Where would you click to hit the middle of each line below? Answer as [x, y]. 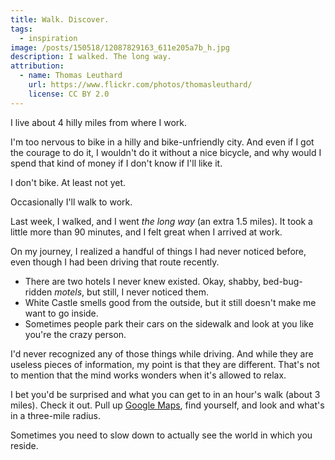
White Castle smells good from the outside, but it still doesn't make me [170, 302]
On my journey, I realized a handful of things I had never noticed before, [158, 251]
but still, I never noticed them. [147, 292]
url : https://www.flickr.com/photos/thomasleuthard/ [140, 85]
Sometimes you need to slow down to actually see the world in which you [161, 435]
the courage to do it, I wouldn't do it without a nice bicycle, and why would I [166, 152]
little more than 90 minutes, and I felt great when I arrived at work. [146, 232]
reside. [24, 445]
